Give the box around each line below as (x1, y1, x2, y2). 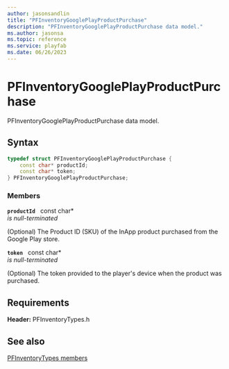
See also (7, 335, 45, 347)
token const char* (7, 248, 62, 257)
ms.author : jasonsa (7, 29, 64, 37)
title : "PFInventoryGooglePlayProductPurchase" (7, 17, 148, 24)
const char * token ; (19, 168, 76, 175)
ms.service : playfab (7, 42, 67, 49)
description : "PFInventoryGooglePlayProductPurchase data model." (7, 23, 203, 30)
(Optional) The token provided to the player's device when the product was (7, 269, 222, 278)
